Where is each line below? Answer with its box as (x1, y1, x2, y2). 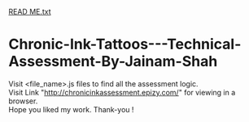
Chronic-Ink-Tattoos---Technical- (8, 36, 242, 53)
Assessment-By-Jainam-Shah (8, 53, 218, 71)
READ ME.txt (8, 7, 51, 16)
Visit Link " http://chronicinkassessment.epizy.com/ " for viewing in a (8, 87, 236, 97)
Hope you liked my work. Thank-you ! (8, 104, 134, 114)
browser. (8, 96, 38, 106)
